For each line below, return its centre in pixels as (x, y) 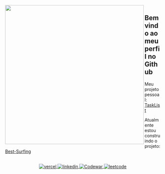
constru (152, 135)
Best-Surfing (18, 151)
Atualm (152, 120)
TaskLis (152, 105)
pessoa (152, 94)
